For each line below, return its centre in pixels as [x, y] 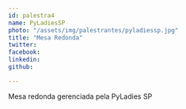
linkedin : [25, 60]
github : [21, 67]
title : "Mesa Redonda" [46, 38]
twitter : [23, 45]
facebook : [25, 52]
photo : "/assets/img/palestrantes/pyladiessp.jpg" [93, 30]
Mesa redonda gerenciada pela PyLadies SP [80, 96]
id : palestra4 [32, 15]
